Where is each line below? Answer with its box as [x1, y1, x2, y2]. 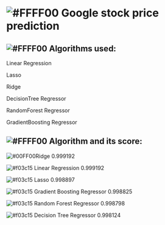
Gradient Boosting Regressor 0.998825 [34, 188, 133, 195]
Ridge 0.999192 [35, 152, 75, 160]
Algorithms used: [49, 43, 117, 54]
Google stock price [61, 6, 160, 20]
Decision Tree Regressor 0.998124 [34, 211, 121, 219]
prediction [6, 19, 60, 33]
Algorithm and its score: [49, 136, 143, 146]
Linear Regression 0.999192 [34, 164, 105, 171]
